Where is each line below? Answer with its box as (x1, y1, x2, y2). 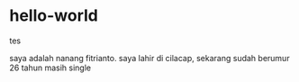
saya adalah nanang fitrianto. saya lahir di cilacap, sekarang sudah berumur (9, 52, 290, 63)
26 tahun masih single (9, 62, 92, 73)
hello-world (9, 5, 99, 26)
